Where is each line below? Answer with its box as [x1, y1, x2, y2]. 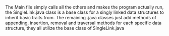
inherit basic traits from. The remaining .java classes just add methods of [5, 15, 156, 20]
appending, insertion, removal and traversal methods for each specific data [5, 20, 162, 26]
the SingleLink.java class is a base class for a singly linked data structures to [5, 9, 164, 15]
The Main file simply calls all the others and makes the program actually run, [5, 4, 164, 10]
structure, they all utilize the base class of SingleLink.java [5, 25, 125, 31]
